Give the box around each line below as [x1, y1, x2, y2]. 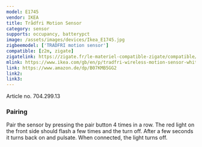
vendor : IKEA [6, 14, 39, 20]
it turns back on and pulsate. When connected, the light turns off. [6, 134, 168, 142]
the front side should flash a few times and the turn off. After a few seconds [6, 128, 194, 135]
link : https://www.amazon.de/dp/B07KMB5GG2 [6, 64, 117, 71]
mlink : [6, 59, 23, 65]
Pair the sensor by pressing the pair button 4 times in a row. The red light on [6, 121, 195, 128]
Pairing [6, 108, 28, 116]
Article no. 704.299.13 [6, 93, 61, 100]
